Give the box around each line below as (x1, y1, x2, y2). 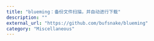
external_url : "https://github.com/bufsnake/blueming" (6, 20, 149, 26)
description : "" (6, 14, 47, 20)
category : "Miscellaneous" (6, 25, 75, 32)
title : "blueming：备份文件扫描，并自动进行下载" (6, 8, 121, 15)
